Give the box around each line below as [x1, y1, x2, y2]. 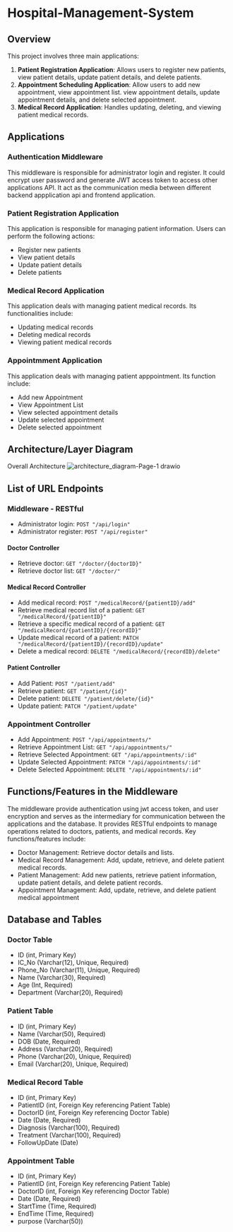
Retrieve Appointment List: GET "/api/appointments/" [17, 742, 173, 751]
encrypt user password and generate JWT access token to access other [7, 175, 218, 184]
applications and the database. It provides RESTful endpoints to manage [7, 819, 217, 828]
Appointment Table [7, 1156, 75, 1166]
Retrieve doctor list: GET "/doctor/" [17, 567, 121, 575]
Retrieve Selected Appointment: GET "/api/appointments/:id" [17, 750, 198, 759]
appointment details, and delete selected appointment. [17, 95, 177, 104]
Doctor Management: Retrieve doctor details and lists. [17, 848, 174, 856]
